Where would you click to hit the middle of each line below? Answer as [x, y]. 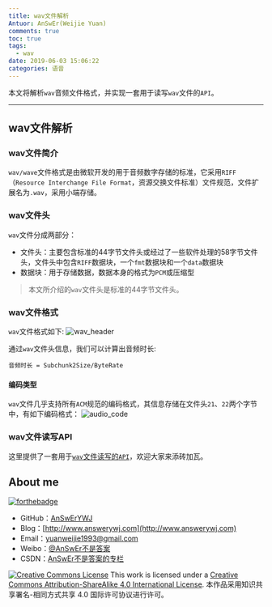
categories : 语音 [36, 69]
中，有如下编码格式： [44, 414]
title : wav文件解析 [39, 16]
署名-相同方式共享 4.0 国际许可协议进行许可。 [91, 595]
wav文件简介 [34, 153]
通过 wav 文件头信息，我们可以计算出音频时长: [82, 349]
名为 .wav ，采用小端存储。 [58, 193]
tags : [17, 46]
